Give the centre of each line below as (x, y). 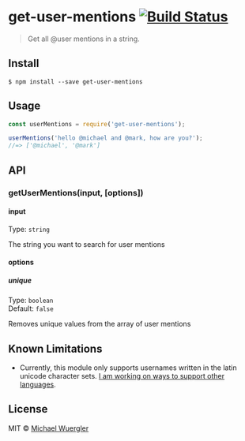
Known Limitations (55, 348)
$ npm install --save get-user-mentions (76, 82)
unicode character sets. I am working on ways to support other (122, 376)
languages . (38, 385)
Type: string (29, 229)
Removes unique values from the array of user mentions (100, 324)
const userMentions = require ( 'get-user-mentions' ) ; (97, 124)
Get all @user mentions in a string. (83, 39)
